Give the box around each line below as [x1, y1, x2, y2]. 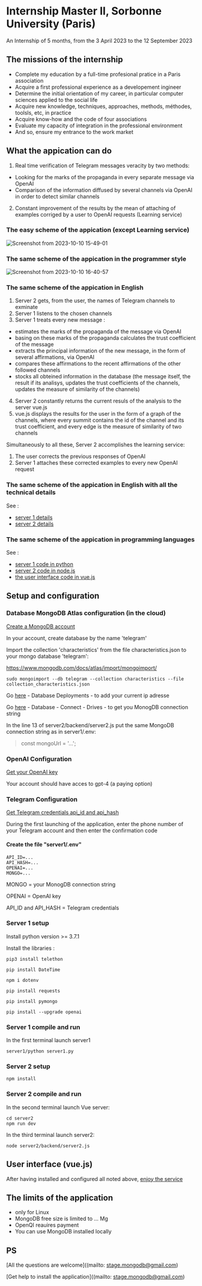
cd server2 [6, 1115, 34, 1121]
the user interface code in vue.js [14, 573, 96, 581]
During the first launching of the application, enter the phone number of [6, 821, 183, 828]
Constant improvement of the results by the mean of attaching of [14, 204, 176, 212]
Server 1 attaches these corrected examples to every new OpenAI [14, 459, 178, 466]
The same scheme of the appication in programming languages [6, 535, 195, 544]
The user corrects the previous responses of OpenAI [14, 453, 146, 460]
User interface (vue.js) [6, 1159, 93, 1170]
